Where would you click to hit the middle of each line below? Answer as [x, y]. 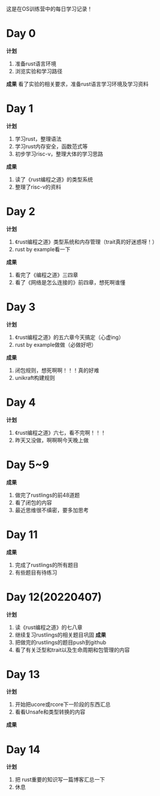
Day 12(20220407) [54, 597]
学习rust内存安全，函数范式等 [51, 146]
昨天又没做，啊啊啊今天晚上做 [52, 440]
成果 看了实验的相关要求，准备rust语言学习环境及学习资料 [77, 84]
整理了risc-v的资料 [38, 187]
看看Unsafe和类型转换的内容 [50, 712]
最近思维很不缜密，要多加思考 [52, 510]
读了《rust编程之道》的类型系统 [54, 179]
